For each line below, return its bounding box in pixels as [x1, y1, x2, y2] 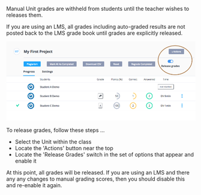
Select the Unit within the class [14, 138, 92, 145]
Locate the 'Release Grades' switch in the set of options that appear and [14, 151, 194, 158]
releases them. [6, 11, 43, 19]
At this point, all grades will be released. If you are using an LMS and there [6, 169, 190, 176]
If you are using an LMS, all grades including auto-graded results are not [6, 23, 185, 30]
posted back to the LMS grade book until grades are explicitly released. [6, 29, 183, 37]
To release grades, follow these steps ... [6, 126, 105, 134]
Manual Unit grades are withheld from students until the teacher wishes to [6, 5, 190, 12]
